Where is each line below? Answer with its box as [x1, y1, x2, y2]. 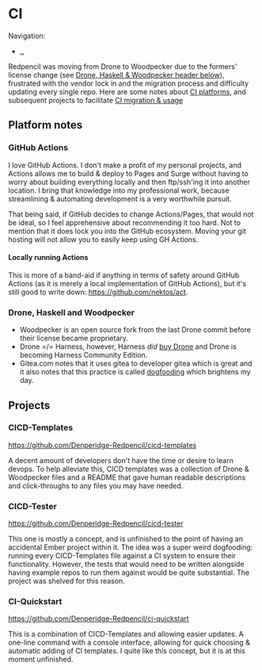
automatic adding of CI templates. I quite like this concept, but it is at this [8, 646, 245, 656]
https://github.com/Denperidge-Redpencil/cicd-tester [8, 519, 184, 528]
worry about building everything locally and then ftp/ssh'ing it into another [8, 177, 251, 186]
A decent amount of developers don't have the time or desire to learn [8, 455, 234, 465]
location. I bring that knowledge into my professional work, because [8, 186, 230, 195]
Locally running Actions [8, 253, 89, 262]
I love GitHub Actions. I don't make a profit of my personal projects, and [8, 160, 241, 170]
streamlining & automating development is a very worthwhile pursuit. [8, 193, 232, 203]
